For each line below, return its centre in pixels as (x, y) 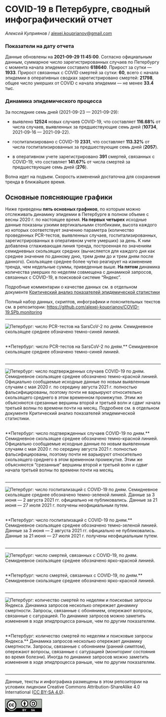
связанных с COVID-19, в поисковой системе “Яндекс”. (63, 277)
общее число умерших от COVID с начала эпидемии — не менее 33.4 (80, 83)
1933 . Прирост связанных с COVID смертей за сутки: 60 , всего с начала (82, 73)
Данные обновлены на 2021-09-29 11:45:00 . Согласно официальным (79, 57)
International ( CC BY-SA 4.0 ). (35, 692)
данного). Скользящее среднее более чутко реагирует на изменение (79, 262)
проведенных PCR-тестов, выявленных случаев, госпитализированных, (81, 235)
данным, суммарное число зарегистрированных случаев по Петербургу (82, 62)
